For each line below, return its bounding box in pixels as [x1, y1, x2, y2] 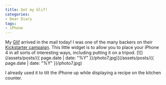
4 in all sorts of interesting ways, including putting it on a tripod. [5, 50, 136, 56]
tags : [5, 21, 16, 26]
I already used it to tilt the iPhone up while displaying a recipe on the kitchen [5, 70, 162, 76]
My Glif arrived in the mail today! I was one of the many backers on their [5, 39, 153, 45]
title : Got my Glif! [5, 7, 48, 12]
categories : [5, 12, 30, 17]
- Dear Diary [5, 16, 32, 21]
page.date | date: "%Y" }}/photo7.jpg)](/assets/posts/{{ [40, 55, 154, 61]
